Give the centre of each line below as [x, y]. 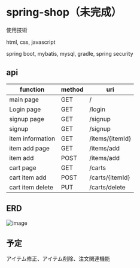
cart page [23, 167]
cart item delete [31, 187]
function [32, 89]
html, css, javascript [31, 42]
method [72, 89]
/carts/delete [107, 187]
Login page [25, 109]
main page [24, 100]
